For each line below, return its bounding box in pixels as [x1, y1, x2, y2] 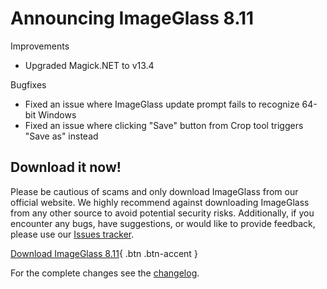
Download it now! [10, 159, 122, 176]
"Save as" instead [24, 130, 99, 142]
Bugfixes [10, 78, 47, 91]
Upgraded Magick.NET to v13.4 [24, 59, 155, 71]
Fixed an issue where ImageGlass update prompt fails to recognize [24, 98, 300, 110]
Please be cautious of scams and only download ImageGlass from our [10, 185, 299, 197]
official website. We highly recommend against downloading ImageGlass [10, 196, 310, 208]
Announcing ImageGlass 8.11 [10, 7, 255, 30]
